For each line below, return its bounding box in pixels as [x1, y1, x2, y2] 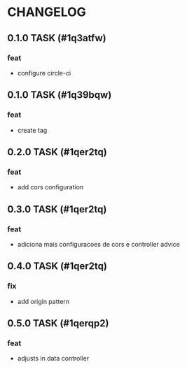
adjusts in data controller [17, 354, 90, 363]
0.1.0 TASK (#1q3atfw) [7, 32, 106, 44]
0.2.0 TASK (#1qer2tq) [7, 146, 107, 158]
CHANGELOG [7, 4, 86, 20]
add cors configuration [17, 183, 84, 191]
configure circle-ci [17, 68, 71, 77]
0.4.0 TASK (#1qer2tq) [7, 260, 107, 273]
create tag [17, 126, 48, 134]
